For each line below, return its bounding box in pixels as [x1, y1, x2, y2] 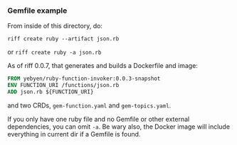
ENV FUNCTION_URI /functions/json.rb [7, 82, 120, 89]
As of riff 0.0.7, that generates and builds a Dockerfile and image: [7, 62, 198, 70]
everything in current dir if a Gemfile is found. [7, 129, 141, 138]
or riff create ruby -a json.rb [7, 48, 102, 57]
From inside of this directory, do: [7, 22, 103, 30]
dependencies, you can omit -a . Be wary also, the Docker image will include [7, 122, 230, 131]
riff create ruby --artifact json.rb [7, 35, 120, 42]
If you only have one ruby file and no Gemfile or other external [7, 115, 190, 123]
